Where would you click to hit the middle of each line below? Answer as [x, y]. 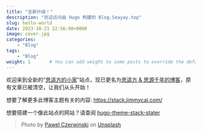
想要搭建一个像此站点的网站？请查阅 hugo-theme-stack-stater [83, 112]
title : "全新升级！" [29, 12]
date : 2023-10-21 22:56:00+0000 [47, 28]
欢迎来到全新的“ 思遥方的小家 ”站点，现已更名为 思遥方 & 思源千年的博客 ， [96, 80]
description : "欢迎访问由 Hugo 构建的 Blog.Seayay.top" [74, 17]
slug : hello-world [29, 23]
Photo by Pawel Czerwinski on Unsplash [71, 124]
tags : [13, 51]
